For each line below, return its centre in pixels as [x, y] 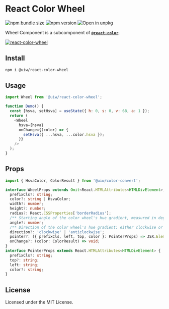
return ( [19, 116]
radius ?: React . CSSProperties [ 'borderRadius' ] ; [61, 213]
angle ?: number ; [27, 223]
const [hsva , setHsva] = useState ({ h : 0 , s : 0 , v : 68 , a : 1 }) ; [80, 111]
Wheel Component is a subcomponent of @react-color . [62, 32]
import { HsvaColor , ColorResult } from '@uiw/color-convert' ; [73, 181]
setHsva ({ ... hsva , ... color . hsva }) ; [64, 134]
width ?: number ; [27, 204]
